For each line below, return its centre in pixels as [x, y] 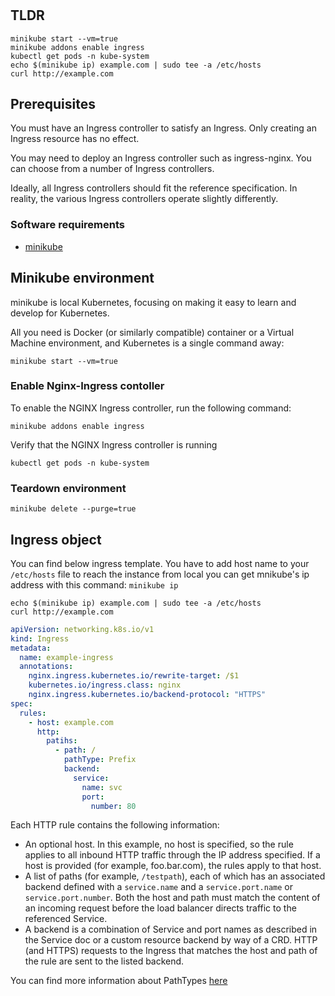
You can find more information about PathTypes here [119, 981]
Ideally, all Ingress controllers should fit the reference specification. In [154, 188]
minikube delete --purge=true [73, 509]
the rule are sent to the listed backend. [104, 961]
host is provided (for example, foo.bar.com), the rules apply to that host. [173, 866]
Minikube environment [82, 278]
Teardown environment [68, 488]
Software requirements [68, 225]
